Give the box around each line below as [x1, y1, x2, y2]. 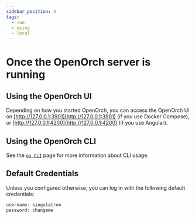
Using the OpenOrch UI [6, 91, 92, 101]
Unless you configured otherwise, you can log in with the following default [6, 184, 186, 191]
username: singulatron [6, 201, 61, 208]
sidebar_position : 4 [6, 8, 57, 15]
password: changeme [6, 207, 54, 213]
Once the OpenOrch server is [6, 56, 151, 69]
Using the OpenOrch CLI [6, 136, 97, 146]
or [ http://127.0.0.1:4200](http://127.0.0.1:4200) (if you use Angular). [6, 119, 168, 126]
